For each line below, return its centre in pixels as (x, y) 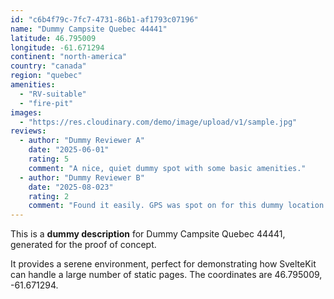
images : (26, 112)
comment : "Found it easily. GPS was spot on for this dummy (156, 206)
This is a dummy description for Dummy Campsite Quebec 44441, (148, 234)
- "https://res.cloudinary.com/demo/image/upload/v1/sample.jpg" (158, 122)
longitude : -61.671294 (57, 47)
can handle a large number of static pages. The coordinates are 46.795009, (166, 275)
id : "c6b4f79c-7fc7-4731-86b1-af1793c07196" (104, 19)
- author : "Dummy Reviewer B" (82, 177)
